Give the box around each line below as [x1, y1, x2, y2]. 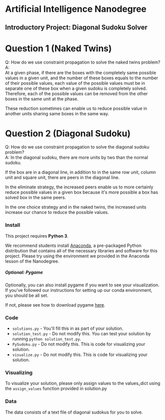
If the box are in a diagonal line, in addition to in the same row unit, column [5, 169, 156, 175]
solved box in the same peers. [5, 195, 66, 201]
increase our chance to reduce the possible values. [5, 210, 109, 215]
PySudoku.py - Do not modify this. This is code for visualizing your [12, 341, 145, 347]
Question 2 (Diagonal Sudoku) [5, 128, 131, 139]
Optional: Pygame [5, 270, 43, 276]
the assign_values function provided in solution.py [5, 385, 107, 391]
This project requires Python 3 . [5, 233, 69, 239]
